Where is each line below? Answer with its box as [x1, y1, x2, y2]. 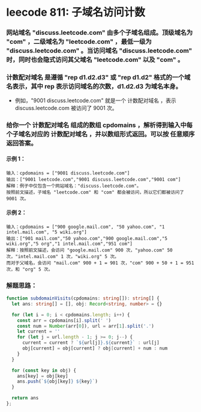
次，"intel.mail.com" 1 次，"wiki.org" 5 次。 [6, 253, 119, 259]
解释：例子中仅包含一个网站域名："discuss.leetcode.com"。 [6, 183, 142, 189]
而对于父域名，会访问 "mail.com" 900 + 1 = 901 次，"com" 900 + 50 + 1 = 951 [6, 260, 194, 266]
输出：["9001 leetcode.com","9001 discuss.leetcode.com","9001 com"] [6, 176, 181, 182]
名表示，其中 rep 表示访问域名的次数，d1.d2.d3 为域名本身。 [6, 82, 182, 91]
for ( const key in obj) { [11, 367, 77, 374]
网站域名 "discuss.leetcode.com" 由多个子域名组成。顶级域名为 [6, 28, 193, 37]
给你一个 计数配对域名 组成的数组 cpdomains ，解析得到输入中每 [6, 121, 193, 129]
